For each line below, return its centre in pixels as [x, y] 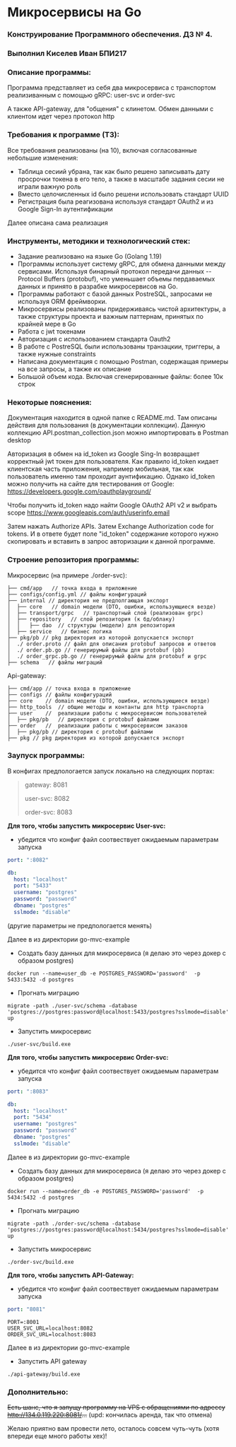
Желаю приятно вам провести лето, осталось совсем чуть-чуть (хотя [113, 1428]
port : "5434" [33, 1118]
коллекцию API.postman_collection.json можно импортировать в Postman [118, 433]
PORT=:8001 [23, 1322]
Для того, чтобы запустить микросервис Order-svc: [88, 1057]
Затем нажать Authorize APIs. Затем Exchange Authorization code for [111, 527]
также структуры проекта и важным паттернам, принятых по [110, 316]
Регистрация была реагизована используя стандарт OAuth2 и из [116, 201]
